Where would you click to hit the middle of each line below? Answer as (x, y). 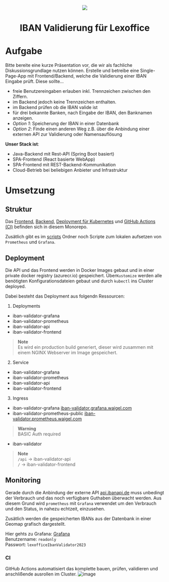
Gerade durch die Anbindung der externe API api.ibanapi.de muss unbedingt (85, 492)
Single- (148, 70)
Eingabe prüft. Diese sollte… (35, 82)
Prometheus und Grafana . (30, 242)
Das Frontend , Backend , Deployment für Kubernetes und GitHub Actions (80, 222)
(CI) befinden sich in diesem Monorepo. (47, 227)
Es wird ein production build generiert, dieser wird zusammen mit (86, 347)
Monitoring (23, 480)
